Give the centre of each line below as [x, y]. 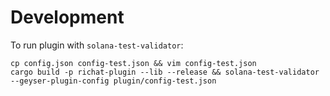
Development [67, 17]
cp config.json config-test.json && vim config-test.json [133, 63]
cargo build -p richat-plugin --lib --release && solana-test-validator [165, 72]
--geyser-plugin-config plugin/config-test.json [113, 81]
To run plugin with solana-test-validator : [97, 45]
